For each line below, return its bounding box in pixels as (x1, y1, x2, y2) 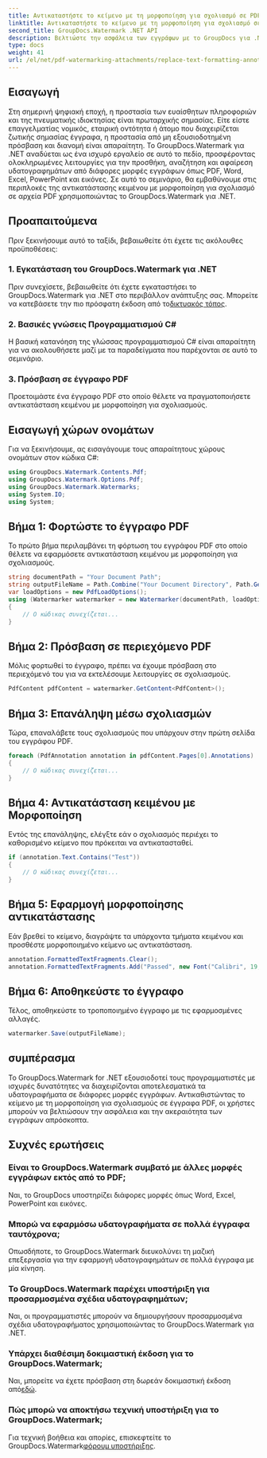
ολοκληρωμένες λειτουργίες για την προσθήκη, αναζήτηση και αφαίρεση (8, 157, 253, 167)
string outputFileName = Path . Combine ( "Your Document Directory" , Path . (8, 580, 254, 589)
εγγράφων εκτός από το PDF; (8, 1172, 126, 1183)
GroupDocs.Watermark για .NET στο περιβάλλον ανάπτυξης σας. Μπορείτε (8, 290, 258, 299)
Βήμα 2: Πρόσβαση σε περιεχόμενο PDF (8, 639, 212, 653)
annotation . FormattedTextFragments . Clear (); (8, 955, 158, 964)
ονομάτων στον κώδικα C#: (8, 453, 99, 463)
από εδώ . (8, 1385, 37, 1394)
